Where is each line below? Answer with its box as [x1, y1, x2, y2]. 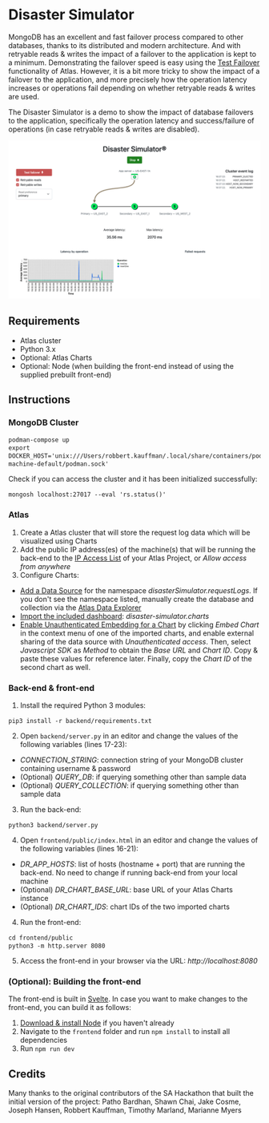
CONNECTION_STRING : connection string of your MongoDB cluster [19, 755, 244, 765]
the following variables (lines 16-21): [19, 844, 139, 854]
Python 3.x [19, 344, 56, 353]
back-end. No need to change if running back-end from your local [19, 868, 238, 878]
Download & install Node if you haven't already [19, 1018, 175, 1028]
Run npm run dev [19, 1044, 75, 1053]
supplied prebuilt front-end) [19, 370, 112, 379]
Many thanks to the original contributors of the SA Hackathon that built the [8, 1089, 255, 1098]
